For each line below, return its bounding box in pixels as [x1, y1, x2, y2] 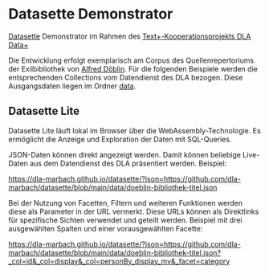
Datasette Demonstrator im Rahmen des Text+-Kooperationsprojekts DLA [8, 31, 251, 41]
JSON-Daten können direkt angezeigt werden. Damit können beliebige [8, 149, 241, 159]
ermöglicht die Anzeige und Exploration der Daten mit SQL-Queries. [8, 134, 232, 144]
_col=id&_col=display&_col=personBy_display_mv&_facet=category [8, 256, 230, 266]
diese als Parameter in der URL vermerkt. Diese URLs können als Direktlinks [8, 207, 259, 216]
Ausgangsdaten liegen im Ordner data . [8, 81, 137, 91]
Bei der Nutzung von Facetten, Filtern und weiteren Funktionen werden [8, 198, 243, 207]
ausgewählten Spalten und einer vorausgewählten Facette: [8, 223, 203, 233]
